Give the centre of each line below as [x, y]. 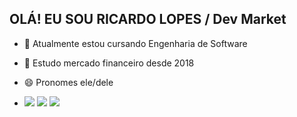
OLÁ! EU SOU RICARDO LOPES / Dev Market [148, 19]
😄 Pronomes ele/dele [68, 82]
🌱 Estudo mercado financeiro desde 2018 [109, 63]
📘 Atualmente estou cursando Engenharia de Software [135, 43]
